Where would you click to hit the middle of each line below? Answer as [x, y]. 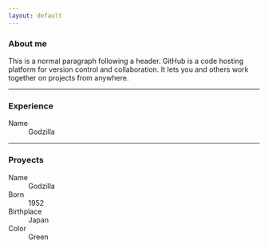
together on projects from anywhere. [69, 77]
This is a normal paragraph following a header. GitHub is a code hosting [126, 61]
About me [28, 43]
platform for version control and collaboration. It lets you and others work [128, 69]
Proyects [26, 160]
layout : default [35, 16]
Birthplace [25, 211]
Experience [31, 106]
